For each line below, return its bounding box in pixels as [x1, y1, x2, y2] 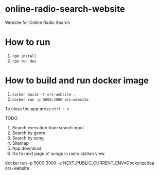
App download [12, 145, 42, 151]
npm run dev [12, 58, 36, 64]
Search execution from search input [12, 124, 84, 130]
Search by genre [12, 130, 46, 136]
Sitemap [12, 140, 29, 146]
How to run [5, 37, 51, 48]
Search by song [12, 135, 44, 141]
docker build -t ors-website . [12, 92, 76, 97]
